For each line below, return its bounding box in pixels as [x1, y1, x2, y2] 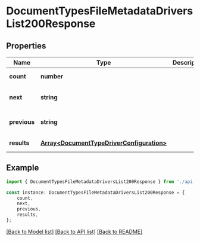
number [40, 72, 64, 80]
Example [6, 163, 39, 173]
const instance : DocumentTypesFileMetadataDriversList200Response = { [6, 190, 185, 196]
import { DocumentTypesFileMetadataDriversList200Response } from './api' [6, 178, 196, 185]
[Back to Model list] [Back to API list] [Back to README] [6, 228, 143, 235]
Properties [6, 41, 46, 51]
